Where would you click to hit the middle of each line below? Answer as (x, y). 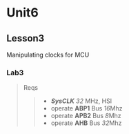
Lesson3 (26, 38)
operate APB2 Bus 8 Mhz (86, 116)
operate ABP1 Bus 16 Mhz (87, 108)
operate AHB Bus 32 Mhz (86, 123)
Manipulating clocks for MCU (48, 55)
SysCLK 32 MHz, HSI (81, 101)
